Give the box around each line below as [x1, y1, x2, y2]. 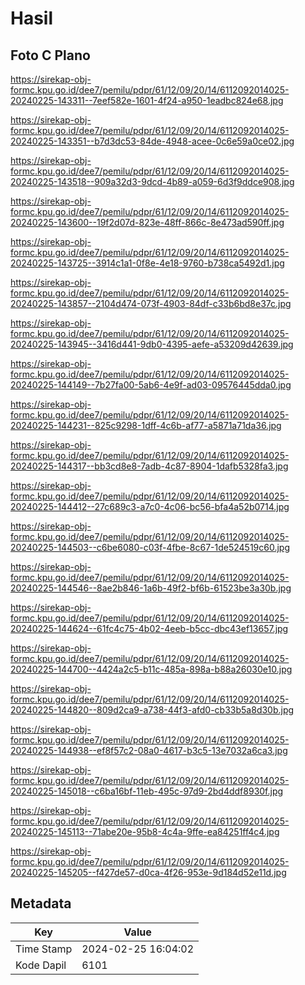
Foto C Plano [10, 47, 91, 64]
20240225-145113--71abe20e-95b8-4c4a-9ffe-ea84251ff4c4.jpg [10, 826, 280, 837]
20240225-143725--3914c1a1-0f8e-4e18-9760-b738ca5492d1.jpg [10, 257, 285, 269]
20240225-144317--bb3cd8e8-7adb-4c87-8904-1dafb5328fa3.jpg [10, 460, 289, 472]
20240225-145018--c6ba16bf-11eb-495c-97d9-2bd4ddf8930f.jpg [10, 785, 284, 797]
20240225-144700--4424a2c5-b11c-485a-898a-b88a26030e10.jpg [10, 663, 293, 675]
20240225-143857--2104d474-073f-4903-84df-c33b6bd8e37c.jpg [10, 298, 292, 309]
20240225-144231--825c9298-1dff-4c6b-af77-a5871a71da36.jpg [10, 420, 282, 431]
